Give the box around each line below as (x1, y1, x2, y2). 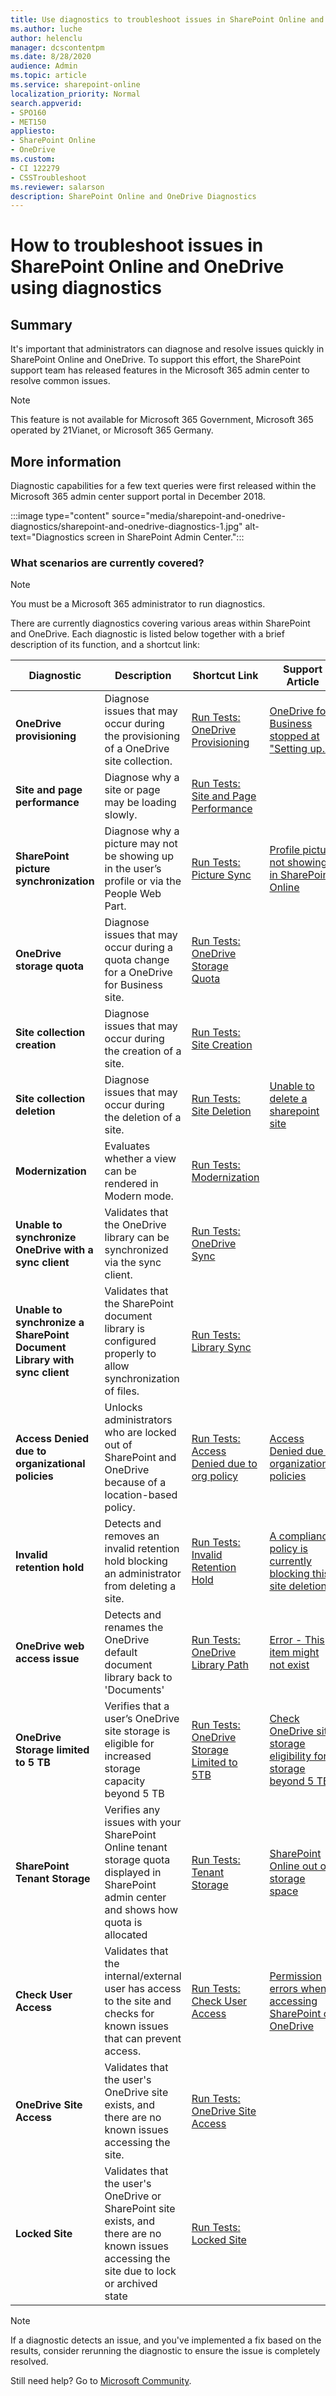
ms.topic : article (10, 71, 87, 81)
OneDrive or (104, 2189, 162, 2203)
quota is (104, 1916, 143, 1930)
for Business (104, 978, 163, 992)
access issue (15, 1652, 80, 1666)
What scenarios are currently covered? (10, 556, 205, 570)
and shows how (104, 1903, 179, 1917)
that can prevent (104, 2032, 182, 2046)
